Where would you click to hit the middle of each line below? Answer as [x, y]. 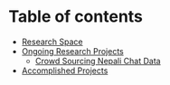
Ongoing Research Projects [72, 51]
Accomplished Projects [65, 71]
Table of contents [76, 17]
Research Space [52, 42]
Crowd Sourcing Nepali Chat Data [98, 61]
